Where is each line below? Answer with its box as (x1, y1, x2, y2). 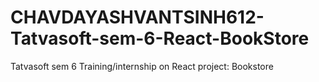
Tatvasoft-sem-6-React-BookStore (10, 27, 310, 50)
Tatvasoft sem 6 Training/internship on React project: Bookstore (10, 60, 274, 72)
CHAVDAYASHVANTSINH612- (10, 6, 265, 29)
